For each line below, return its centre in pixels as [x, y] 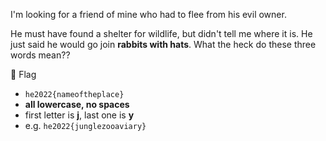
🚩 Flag [23, 74]
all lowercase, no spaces [77, 104]
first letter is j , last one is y [79, 115]
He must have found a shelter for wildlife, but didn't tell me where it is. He [161, 33]
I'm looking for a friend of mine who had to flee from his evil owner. [148, 14]
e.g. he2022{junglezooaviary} [85, 125]
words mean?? [40, 55]
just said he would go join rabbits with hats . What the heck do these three [163, 44]
